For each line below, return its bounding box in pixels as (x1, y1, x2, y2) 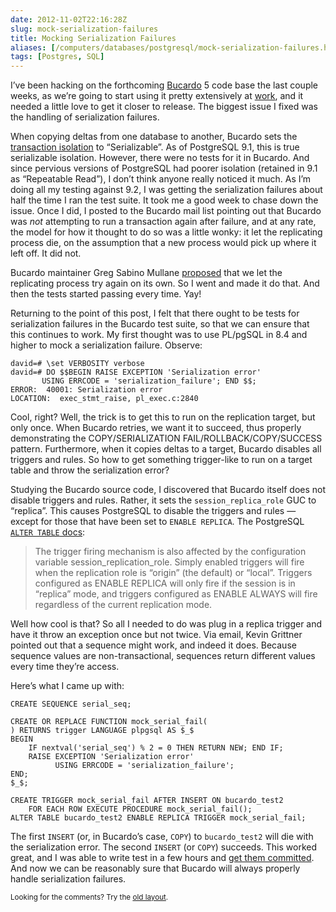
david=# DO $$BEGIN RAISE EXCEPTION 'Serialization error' (10, 367, 262, 378)
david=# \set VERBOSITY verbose (10, 359, 145, 369)
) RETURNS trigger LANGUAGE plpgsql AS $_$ (10, 726, 195, 736)
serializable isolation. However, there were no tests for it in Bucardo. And (10, 152, 310, 164)
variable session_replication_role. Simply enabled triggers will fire (34, 556, 305, 568)
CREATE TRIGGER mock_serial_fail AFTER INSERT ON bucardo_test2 (10, 796, 284, 806)
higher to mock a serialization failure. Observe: (10, 339, 203, 351)
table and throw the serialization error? (10, 464, 170, 476)
